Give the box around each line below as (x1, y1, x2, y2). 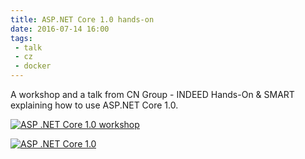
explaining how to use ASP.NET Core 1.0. (10, 99, 179, 111)
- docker (14, 61, 52, 71)
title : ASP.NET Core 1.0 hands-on (10, 14, 155, 25)
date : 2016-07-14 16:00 (10, 24, 110, 34)
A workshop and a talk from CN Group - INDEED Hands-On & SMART (10, 89, 295, 100)
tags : (10, 33, 33, 43)
